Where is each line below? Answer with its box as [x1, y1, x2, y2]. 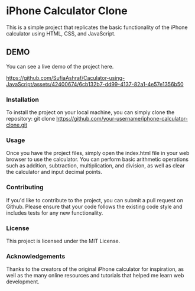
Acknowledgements [6, 252, 66, 260]
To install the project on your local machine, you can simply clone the [6, 109, 175, 116]
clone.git [6, 121, 28, 128]
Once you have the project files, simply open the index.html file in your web [6, 150, 190, 157]
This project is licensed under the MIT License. [6, 237, 121, 244]
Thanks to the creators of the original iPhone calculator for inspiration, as [6, 266, 184, 273]
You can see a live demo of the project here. [6, 63, 114, 70]
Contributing [6, 183, 44, 192]
